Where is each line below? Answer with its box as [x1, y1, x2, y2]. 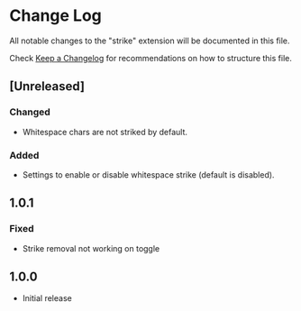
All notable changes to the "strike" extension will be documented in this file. [9, 35, 290, 46]
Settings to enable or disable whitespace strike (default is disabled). [22, 169, 275, 180]
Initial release [22, 293, 72, 304]
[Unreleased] [9, 78, 86, 95]
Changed [9, 105, 51, 118]
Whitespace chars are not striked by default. [22, 126, 187, 137]
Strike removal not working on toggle [22, 242, 160, 253]
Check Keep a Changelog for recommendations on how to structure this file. [9, 52, 293, 63]
